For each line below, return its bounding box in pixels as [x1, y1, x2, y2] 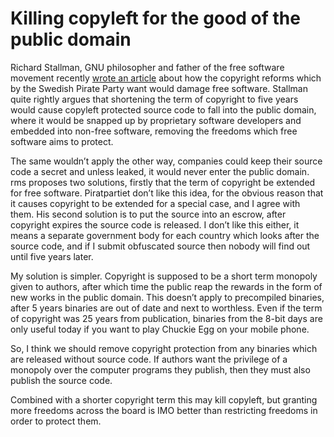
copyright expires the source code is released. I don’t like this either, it [10, 218, 300, 231]
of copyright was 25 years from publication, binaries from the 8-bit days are [10, 312, 323, 324]
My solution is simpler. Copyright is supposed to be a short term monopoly [10, 270, 318, 282]
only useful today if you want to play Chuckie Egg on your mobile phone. [10, 323, 310, 335]
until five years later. [10, 250, 94, 262]
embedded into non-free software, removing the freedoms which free [10, 125, 298, 137]
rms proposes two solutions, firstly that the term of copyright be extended [10, 176, 316, 188]
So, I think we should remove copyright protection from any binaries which [10, 342, 318, 354]
